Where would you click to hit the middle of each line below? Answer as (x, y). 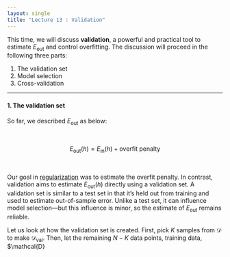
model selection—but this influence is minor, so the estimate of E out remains (114, 208)
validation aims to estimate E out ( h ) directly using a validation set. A (101, 185)
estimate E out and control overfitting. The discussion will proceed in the (108, 47)
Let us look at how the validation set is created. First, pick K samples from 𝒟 (114, 230)
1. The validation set (36, 105)
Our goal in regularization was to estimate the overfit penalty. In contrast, (110, 177)
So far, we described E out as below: (57, 122)
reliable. (18, 217)
